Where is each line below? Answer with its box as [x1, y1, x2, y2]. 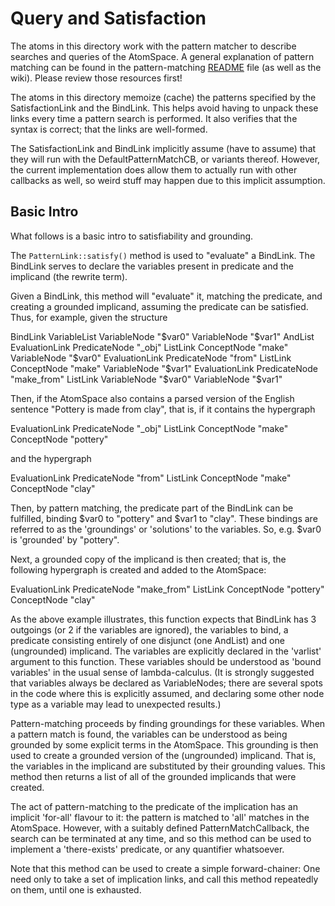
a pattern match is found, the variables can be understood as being [10, 728, 288, 740]
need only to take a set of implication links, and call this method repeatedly [10, 873, 319, 885]
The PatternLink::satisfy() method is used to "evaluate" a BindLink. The [10, 249, 316, 261]
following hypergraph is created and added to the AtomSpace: [10, 563, 267, 576]
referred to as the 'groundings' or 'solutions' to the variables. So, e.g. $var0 [10, 523, 322, 535]
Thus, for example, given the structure [10, 311, 168, 323]
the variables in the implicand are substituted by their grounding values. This [10, 760, 326, 772]
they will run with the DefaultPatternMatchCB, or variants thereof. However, [10, 153, 321, 165]
